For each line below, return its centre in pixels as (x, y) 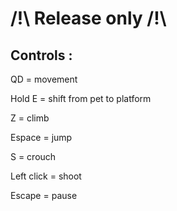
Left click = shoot (46, 176)
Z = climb (30, 118)
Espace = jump (41, 137)
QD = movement (44, 79)
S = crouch (33, 156)
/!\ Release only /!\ (88, 18)
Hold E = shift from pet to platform (81, 98)
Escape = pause (44, 195)
